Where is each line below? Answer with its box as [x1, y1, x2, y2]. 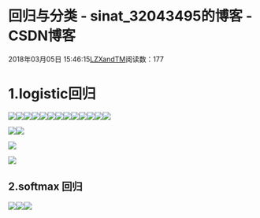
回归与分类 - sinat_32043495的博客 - [8, 7, 253, 25]
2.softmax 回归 [8, 180, 83, 194]
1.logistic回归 [8, 85, 96, 103]
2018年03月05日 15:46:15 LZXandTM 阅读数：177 [8, 54, 164, 64]
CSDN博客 [8, 27, 76, 45]
